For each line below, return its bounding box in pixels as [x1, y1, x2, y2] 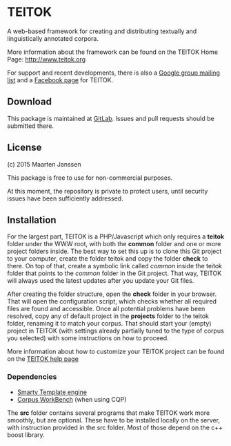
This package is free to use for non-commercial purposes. [7, 174, 173, 182]
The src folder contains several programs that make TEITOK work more [7, 409, 210, 417]
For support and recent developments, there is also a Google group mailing [7, 68, 221, 77]
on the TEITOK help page [7, 355, 79, 363]
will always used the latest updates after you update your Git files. [7, 277, 194, 285]
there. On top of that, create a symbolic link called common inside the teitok [7, 262, 223, 270]
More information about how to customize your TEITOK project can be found [7, 347, 225, 356]
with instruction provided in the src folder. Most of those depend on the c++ [7, 423, 223, 431]
